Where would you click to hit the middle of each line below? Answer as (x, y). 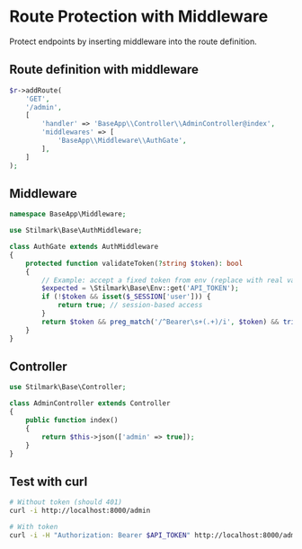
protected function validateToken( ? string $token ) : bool (134, 263)
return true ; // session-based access (130, 305)
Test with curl (49, 481)
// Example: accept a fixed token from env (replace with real (162, 280)
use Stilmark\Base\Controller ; (68, 387)
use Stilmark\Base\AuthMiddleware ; (76, 231)
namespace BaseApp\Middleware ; (68, 214)
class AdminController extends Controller (90, 403)
